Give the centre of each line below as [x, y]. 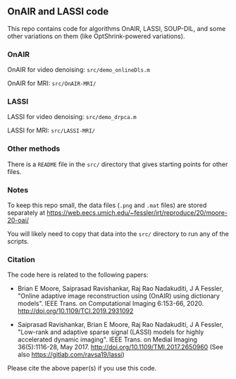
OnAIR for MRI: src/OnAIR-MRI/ [52, 83]
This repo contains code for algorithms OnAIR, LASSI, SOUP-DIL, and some [117, 28]
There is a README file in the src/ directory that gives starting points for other [118, 164]
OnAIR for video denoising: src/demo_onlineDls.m [79, 70]
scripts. [18, 241]
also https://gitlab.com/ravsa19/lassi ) [71, 354]
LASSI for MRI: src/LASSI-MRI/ [51, 130]
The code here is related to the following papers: [78, 275]
